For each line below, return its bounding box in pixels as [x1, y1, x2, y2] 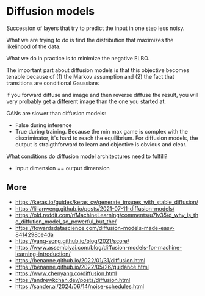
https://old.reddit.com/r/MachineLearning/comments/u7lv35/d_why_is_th [15, 211, 199, 218]
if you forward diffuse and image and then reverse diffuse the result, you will [6, 91, 199, 98]
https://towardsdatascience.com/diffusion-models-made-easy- [15, 224, 175, 231]
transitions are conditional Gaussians [6, 79, 99, 87]
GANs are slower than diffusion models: [6, 109, 106, 117]
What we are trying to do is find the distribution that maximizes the [6, 36, 174, 43]
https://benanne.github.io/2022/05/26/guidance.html [15, 263, 149, 270]
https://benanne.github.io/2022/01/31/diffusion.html [15, 256, 145, 264]
